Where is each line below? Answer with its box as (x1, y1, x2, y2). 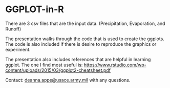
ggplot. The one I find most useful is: (5, 62, 83, 68)
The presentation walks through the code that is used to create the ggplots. (5, 36, 165, 42)
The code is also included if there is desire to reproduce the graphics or (5, 41, 157, 47)
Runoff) (5, 25, 22, 32)
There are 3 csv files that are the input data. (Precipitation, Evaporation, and (5, 20, 165, 26)
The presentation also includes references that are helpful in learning (5, 56, 151, 62)
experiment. (5, 46, 31, 52)
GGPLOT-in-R (5, 4, 64, 15)
